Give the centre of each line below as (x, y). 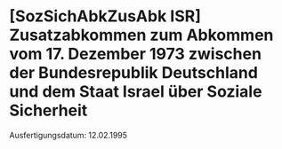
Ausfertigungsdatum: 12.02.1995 (68, 135)
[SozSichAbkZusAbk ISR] (105, 16)
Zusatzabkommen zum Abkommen (141, 35)
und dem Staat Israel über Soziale (136, 92)
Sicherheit (48, 110)
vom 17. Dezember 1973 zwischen (136, 54)
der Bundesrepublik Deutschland (133, 73)
